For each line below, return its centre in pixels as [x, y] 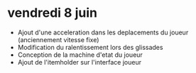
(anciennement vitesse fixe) [58, 39]
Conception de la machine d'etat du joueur [80, 55]
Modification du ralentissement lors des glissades [90, 47]
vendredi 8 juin [53, 13]
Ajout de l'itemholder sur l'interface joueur [80, 62]
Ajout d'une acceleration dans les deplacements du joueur [103, 32]
